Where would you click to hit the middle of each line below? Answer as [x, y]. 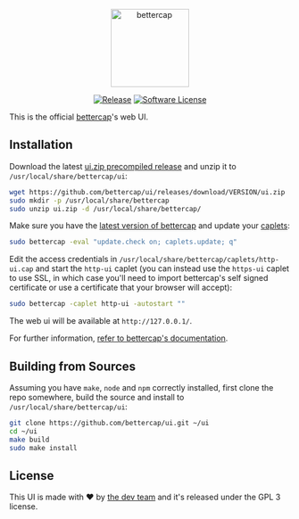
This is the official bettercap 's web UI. [79, 117]
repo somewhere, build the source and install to [97, 397]
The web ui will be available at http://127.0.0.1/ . [101, 321]
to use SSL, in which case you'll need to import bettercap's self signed [139, 278]
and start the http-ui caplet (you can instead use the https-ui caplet [162, 268]
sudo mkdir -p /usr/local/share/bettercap [89, 201]
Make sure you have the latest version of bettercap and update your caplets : [149, 226]
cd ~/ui [24, 431]
